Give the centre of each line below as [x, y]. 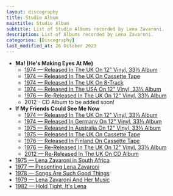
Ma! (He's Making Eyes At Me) [54, 63]
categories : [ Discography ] [41, 40]
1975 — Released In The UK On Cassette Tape [82, 134]
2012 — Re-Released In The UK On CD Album [81, 153]
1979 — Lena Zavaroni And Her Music [62, 180]
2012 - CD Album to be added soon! [69, 102]
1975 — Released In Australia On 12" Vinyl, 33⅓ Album [93, 128]
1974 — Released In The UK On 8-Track [74, 82]
